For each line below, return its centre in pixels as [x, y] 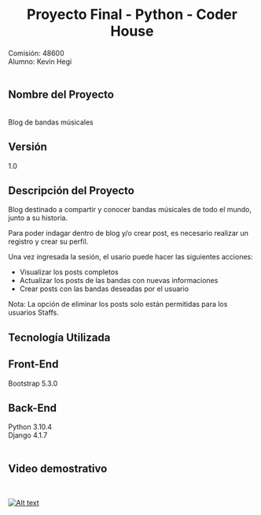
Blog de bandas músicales [51, 122]
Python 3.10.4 [30, 427]
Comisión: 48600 [36, 53]
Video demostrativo [58, 468]
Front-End [33, 364]
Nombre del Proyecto [61, 95]
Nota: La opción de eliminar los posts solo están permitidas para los [118, 304]
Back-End [33, 408]
